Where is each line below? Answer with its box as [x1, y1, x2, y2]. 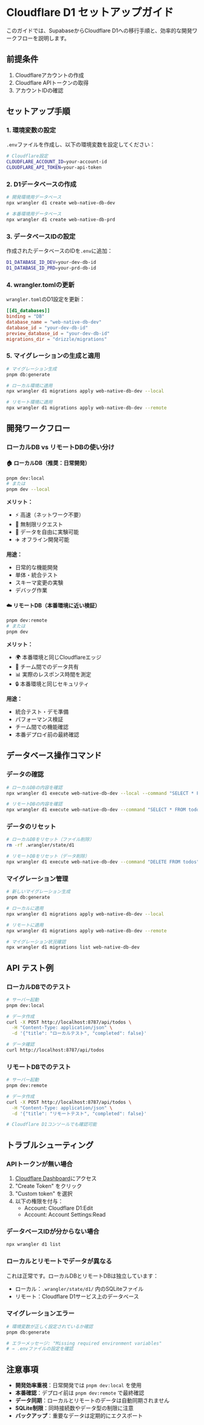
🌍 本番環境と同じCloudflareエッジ [15, 653, 102, 661]
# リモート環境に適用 [6, 399, 53, 405]
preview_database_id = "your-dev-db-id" [6, 330, 110, 336]
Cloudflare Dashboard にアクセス [15, 1174, 97, 1182]
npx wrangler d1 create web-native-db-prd [6, 216, 115, 222]
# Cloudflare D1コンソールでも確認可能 [6, 1121, 97, 1128]
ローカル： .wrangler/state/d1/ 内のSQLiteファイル [15, 1285, 144, 1292]
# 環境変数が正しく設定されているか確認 [6, 1323, 93, 1329]
